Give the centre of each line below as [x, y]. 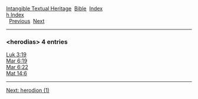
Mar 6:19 [17, 61]
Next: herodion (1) [28, 90]
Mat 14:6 [17, 74]
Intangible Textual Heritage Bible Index [55, 9]
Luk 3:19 [16, 55]
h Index [15, 15]
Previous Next [27, 21]
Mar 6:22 [17, 67]
